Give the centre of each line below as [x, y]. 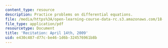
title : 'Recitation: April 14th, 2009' [47, 33]
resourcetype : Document [30, 28]
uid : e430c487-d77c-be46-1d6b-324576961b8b [51, 38]
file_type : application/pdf [34, 24]
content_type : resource [30, 10]
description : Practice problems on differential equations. [69, 14]
